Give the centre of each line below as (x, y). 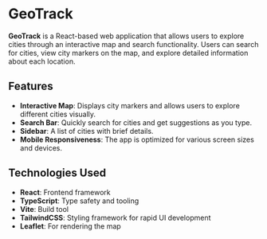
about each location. (42, 61)
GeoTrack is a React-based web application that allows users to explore (126, 36)
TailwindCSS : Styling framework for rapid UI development (115, 217)
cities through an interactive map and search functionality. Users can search (133, 44)
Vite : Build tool (44, 209)
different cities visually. (58, 114)
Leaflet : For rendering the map (70, 226)
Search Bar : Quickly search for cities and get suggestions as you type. (136, 122)
